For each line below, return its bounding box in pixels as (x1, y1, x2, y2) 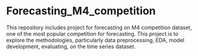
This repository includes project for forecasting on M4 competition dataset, (6, 24, 192, 31)
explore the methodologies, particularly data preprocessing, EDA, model (6, 36, 185, 43)
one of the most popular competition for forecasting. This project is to (6, 30, 179, 37)
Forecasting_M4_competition (6, 4, 156, 18)
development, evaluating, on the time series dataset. (6, 43, 136, 50)
